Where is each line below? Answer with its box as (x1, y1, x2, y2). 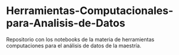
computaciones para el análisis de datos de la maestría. (6, 42, 142, 49)
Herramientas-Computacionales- (6, 4, 174, 18)
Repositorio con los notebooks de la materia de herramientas (6, 36, 155, 43)
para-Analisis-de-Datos (6, 16, 126, 30)
